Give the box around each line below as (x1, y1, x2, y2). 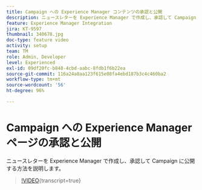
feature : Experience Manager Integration (6, 20, 112, 26)
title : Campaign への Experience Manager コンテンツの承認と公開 (6, 8, 163, 15)
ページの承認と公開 (6, 136, 102, 150)
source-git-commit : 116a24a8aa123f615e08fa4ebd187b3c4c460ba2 (6, 71, 166, 77)
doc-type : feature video (6, 37, 69, 43)
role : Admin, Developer (6, 54, 67, 60)
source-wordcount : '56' (6, 82, 67, 88)
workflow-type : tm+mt (6, 76, 61, 82)
